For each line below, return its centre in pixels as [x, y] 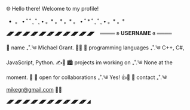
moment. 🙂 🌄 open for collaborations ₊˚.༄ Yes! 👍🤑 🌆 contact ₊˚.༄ [87, 77]
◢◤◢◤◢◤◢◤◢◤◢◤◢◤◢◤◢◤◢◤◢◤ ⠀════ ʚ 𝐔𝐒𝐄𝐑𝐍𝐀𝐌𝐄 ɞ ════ [89, 33]
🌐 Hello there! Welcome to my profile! [53, 9]
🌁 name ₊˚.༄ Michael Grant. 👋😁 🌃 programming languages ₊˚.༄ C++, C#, [95, 48]
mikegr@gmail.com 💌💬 [34, 89]
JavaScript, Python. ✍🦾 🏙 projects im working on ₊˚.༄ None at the [90, 62]
